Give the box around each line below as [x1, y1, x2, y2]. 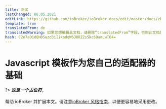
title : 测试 [5, 7, 28, 12]
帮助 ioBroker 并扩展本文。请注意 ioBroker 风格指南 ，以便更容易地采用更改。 [5, 98, 160, 104]
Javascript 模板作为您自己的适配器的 [5, 58, 156, 69]
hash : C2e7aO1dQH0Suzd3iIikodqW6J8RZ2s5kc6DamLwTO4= [5, 35, 116, 40]
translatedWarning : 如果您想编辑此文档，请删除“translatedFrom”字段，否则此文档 [5, 30, 160, 35]
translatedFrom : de [5, 26, 45, 31]
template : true [5, 21, 37, 26]
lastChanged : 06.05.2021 [5, 12, 56, 17]
